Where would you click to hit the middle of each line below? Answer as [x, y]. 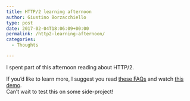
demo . [14, 85]
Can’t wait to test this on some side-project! [60, 91]
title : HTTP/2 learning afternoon [49, 12]
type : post [20, 23]
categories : [21, 39]
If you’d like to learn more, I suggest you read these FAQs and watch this [95, 79]
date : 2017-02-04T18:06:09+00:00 [48, 28]
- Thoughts [25, 45]
